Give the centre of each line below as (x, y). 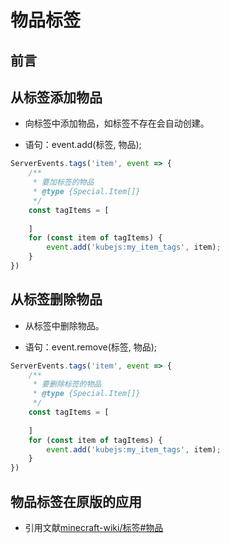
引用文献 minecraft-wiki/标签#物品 (94, 528)
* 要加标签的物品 (63, 182)
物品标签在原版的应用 (76, 501)
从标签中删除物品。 (64, 325)
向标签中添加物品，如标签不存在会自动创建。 (117, 123)
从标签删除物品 (56, 299)
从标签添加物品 (56, 97)
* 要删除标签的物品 (67, 384)
